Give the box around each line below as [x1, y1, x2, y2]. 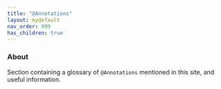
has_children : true [7, 29, 64, 37]
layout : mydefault [7, 17, 60, 23]
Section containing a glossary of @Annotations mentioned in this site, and [7, 68, 215, 76]
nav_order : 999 [7, 23, 51, 30]
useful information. [7, 75, 61, 83]
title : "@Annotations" [7, 10, 73, 17]
